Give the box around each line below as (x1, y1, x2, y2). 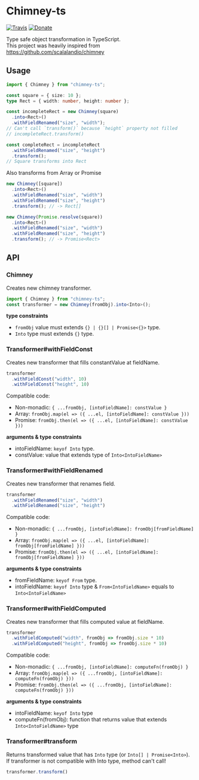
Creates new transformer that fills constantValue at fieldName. (6, 359, 160, 366)
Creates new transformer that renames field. (6, 480, 115, 487)
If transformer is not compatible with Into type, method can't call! (6, 757, 166, 764)
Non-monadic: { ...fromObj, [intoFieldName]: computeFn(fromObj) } (14, 663, 189, 670)
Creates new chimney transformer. (6, 284, 91, 292)
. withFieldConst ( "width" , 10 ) (11, 376, 87, 382)
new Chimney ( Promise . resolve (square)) (6, 214, 103, 220)
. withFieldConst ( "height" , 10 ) (11, 381, 90, 387)
